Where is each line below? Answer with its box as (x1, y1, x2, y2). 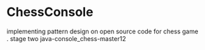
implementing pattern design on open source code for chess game (6, 27, 199, 35)
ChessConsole (6, 4, 93, 20)
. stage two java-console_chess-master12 (6, 34, 126, 42)
